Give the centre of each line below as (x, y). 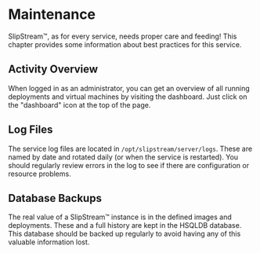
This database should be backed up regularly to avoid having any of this (125, 234)
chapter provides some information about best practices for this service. (125, 44)
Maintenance (52, 15)
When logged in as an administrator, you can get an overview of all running (129, 88)
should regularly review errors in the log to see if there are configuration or (128, 165)
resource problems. (40, 174)
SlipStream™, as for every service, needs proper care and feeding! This (123, 36)
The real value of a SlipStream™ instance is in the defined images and (120, 217)
